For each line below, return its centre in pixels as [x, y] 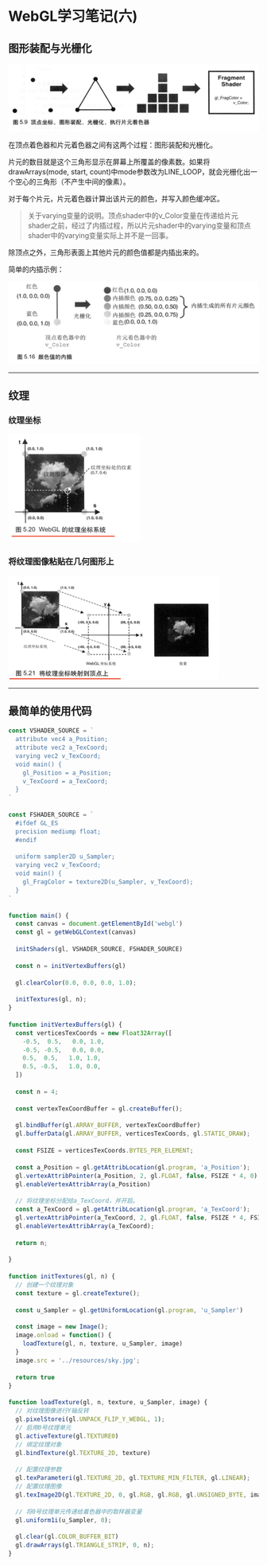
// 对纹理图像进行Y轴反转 [52, 1411]
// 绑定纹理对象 [39, 1444]
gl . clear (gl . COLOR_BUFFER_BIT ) [67, 1537]
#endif [26, 840]
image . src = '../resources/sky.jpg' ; [78, 1360]
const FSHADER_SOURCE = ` [51, 815]
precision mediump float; [58, 831]
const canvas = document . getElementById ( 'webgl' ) [99, 924]
